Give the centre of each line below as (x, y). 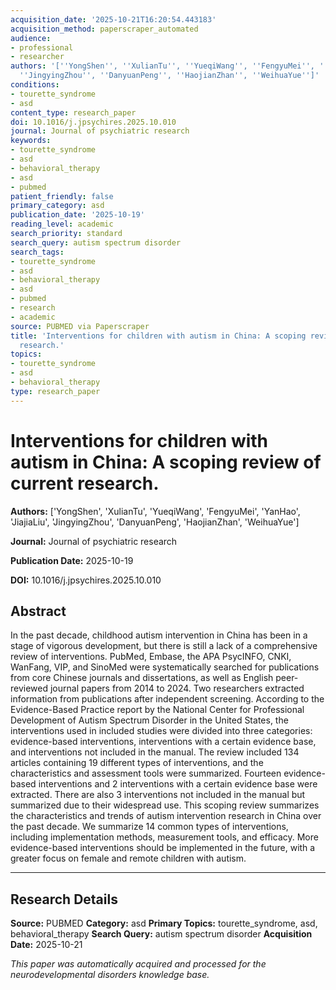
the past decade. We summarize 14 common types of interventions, (149, 827)
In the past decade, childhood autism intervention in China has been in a (159, 635)
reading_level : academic (62, 224)
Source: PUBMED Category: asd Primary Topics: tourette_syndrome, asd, (164, 923)
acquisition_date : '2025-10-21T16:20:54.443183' (113, 19)
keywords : (31, 141)
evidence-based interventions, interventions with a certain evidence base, (163, 742)
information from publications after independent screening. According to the (167, 699)
